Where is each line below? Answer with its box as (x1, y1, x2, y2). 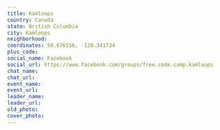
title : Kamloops (7, 10, 54, 17)
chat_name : (7, 67, 38, 74)
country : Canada (7, 17, 54, 23)
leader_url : (7, 100, 41, 107)
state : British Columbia (7, 23, 78, 30)
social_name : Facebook (7, 55, 72, 62)
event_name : (7, 80, 41, 87)
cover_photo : (7, 112, 45, 119)
